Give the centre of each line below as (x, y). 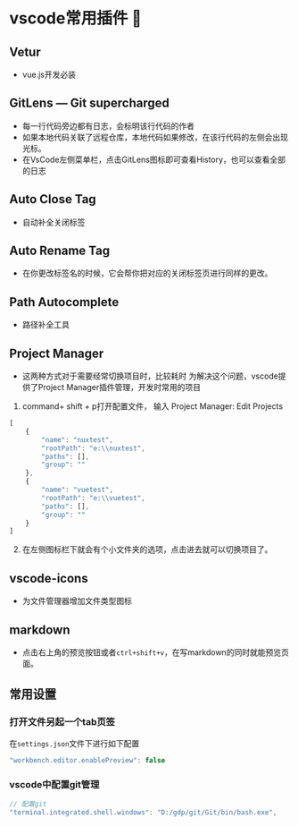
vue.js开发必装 (49, 74)
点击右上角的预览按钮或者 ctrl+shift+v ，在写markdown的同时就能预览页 (156, 652)
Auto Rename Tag (59, 251)
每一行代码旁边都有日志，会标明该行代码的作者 (108, 125)
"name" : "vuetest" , (78, 490)
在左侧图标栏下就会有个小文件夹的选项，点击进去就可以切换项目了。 (147, 549)
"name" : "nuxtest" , (78, 439)
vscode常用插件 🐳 (76, 18)
